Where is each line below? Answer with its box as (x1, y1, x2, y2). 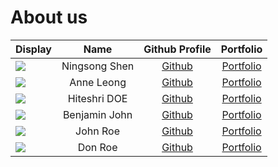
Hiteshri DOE (67, 91, 128, 105)
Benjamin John (62, 107, 133, 121)
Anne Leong (69, 75, 127, 89)
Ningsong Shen (61, 59, 135, 73)
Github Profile (143, 42, 212, 56)
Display (15, 42, 52, 56)
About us (10, 6, 88, 29)
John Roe (75, 124, 121, 138)
